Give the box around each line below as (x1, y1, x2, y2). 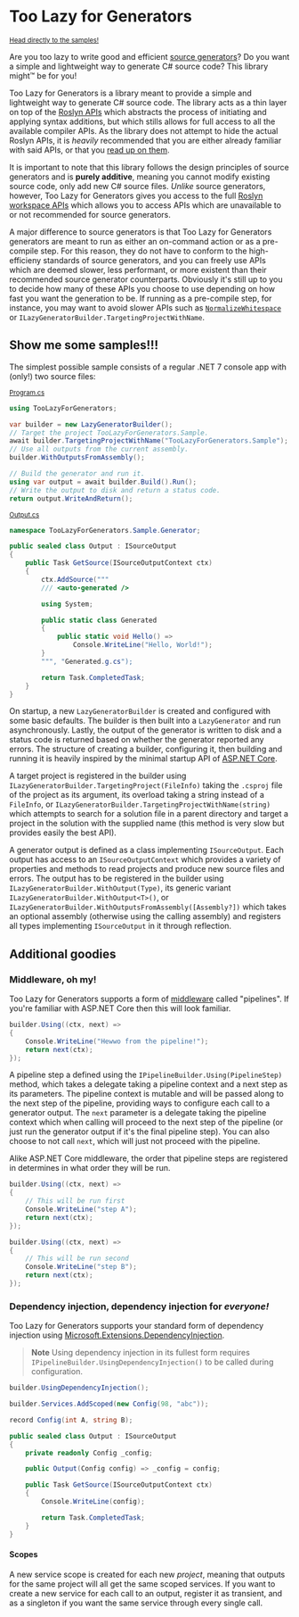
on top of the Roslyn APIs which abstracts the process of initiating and (9, 106, 267, 117)
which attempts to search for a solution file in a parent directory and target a (9, 808, 289, 819)
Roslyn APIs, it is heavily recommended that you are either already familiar (9, 135, 282, 145)
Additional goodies (9, 946, 117, 961)
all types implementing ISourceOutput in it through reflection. (9, 921, 232, 932)
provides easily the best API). (9, 827, 117, 838)
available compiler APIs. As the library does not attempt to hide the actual (9, 125, 279, 136)
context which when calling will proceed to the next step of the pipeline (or (9, 1117, 283, 1128)
